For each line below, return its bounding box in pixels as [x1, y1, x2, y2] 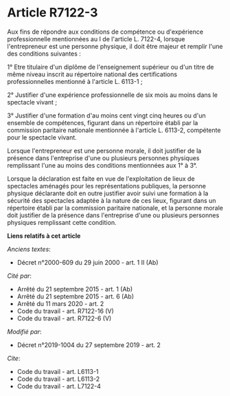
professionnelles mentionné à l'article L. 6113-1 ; [7, 77, 143, 85]
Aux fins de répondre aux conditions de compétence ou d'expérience [7, 27, 204, 36]
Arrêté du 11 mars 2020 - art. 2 [16, 299, 104, 307]
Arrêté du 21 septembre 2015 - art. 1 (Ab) [16, 285, 133, 293]
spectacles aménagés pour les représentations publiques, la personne [7, 181, 206, 190]
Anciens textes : [7, 245, 51, 253]
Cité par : [7, 272, 32, 280]
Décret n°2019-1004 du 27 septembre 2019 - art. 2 [16, 340, 161, 349]
